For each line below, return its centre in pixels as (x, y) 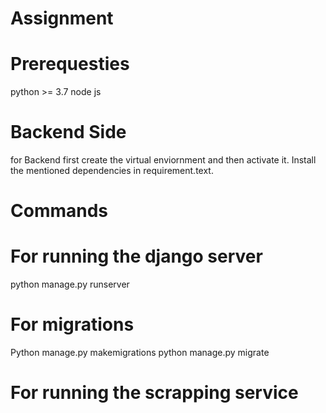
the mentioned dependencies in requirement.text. (112, 171)
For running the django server (136, 256)
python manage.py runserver (70, 284)
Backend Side (68, 132)
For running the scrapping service (154, 393)
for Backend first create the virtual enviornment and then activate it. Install (163, 160)
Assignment (62, 18)
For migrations (72, 324)
